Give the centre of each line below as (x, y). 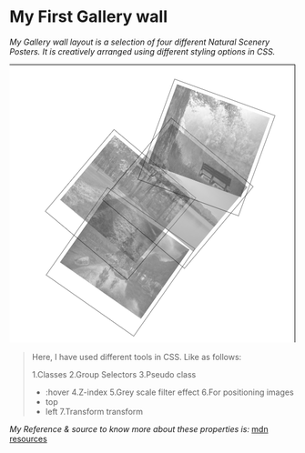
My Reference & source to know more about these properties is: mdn (139, 429)
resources (28, 439)
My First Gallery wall (89, 17)
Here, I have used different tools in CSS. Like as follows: (137, 357)
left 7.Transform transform (94, 412)
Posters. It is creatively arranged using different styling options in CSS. (142, 51)
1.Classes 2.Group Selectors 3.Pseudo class (114, 375)
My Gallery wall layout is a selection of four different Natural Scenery (140, 42)
